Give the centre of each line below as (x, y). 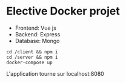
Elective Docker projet (63, 11)
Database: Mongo (37, 41)
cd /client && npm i (32, 52)
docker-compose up (29, 62)
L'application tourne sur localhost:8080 (55, 73)
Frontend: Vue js (35, 28)
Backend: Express (38, 34)
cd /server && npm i (32, 57)
